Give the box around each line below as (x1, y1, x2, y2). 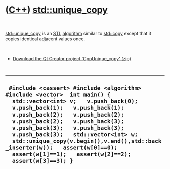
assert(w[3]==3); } (12, 157, 73, 164)
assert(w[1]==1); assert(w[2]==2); (12, 151, 132, 158)
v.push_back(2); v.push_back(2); (12, 111, 124, 119)
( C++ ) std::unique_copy (5, 4, 108, 16)
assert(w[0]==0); (63, 144, 118, 151)
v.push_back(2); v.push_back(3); (12, 118, 124, 125)
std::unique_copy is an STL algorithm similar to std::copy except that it (5, 30, 152, 36)
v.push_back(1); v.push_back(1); (12, 104, 124, 111)
